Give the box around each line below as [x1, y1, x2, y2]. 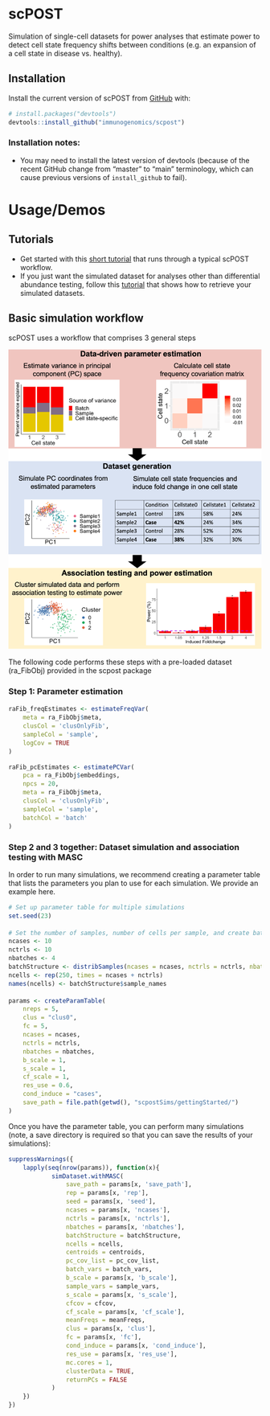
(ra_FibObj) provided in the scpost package [8, 666, 152, 675]
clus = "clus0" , [22, 1014, 78, 1022]
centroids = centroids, [65, 1248, 146, 1257]
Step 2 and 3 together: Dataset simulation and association [8, 841, 239, 852]
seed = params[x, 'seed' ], [65, 1197, 157, 1206]
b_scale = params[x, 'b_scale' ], [65, 1274, 178, 1283]
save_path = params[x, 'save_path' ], [65, 1180, 193, 1188]
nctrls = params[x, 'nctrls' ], [65, 1214, 171, 1222]
